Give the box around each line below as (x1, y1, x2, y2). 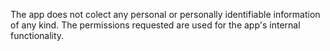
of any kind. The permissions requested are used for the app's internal (10, 19, 301, 31)
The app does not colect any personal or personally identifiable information (10, 9, 321, 20)
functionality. (10, 30, 65, 41)
